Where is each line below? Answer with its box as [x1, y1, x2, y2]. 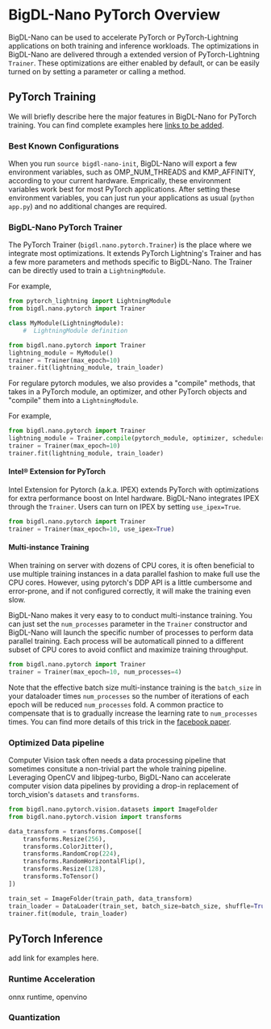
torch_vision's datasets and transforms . [8, 790, 140, 800]
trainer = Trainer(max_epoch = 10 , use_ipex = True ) [8, 525, 175, 533]
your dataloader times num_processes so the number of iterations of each [8, 691, 249, 700]
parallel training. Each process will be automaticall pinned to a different [8, 636, 244, 645]
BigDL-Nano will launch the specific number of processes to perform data [8, 628, 254, 637]
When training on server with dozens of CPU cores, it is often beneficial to [8, 561, 255, 570]
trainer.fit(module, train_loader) [8, 909, 128, 918]
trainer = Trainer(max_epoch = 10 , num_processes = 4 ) [8, 668, 182, 676]
